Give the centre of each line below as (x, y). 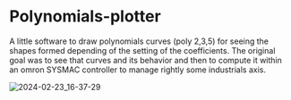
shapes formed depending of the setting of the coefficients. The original (142, 50)
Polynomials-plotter (85, 17)
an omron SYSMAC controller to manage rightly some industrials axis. (138, 70)
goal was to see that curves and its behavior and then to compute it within (145, 60)
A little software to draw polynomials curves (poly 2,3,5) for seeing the (139, 41)
